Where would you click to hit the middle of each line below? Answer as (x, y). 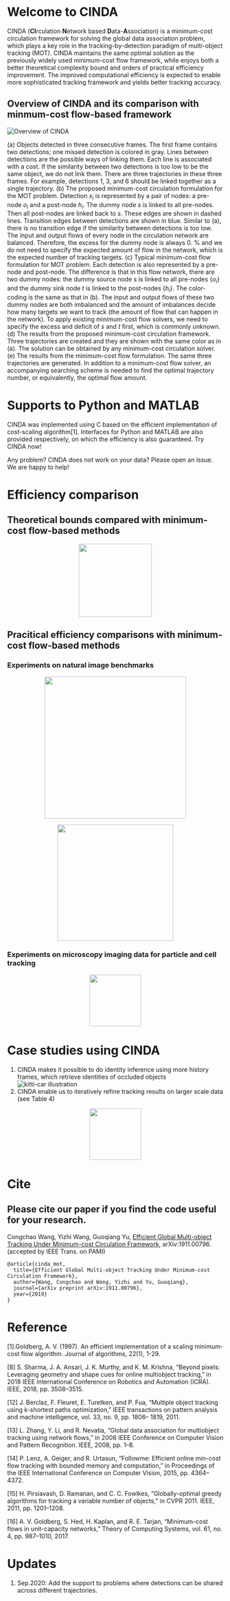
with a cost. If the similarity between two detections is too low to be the (108, 166)
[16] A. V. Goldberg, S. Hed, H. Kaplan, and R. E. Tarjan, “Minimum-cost (107, 1521)
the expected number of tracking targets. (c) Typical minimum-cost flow (109, 257)
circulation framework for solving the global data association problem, (106, 38)
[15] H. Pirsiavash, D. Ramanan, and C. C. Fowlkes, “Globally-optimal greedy (114, 1493)
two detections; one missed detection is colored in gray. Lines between (108, 151)
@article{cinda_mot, (37, 1264)
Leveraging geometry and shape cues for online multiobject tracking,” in (109, 1374)
